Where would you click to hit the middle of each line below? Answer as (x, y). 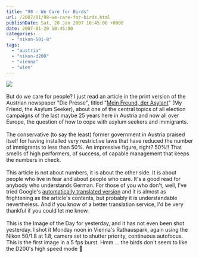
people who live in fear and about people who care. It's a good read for (94, 179)
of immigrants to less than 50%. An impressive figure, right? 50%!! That (94, 148)
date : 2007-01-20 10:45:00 (40, 28)
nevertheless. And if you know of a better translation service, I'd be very (95, 204)
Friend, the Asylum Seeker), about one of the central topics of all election (96, 109)
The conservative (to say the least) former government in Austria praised (96, 134)
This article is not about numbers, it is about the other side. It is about (91, 173)
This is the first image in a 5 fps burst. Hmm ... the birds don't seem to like (97, 242)
